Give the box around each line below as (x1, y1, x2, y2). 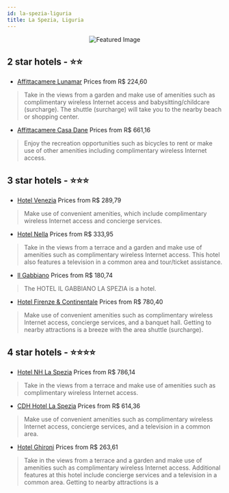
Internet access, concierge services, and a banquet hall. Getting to (23, 318, 212, 326)
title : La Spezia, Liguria (7, 16, 84, 23)
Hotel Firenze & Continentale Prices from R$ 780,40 (16, 298, 163, 306)
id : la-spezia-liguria (7, 10, 72, 17)
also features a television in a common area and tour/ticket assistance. (23, 258, 223, 266)
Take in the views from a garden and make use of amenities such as (23, 91, 215, 99)
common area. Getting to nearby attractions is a (23, 478, 159, 486)
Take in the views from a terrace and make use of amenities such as (23, 381, 216, 389)
